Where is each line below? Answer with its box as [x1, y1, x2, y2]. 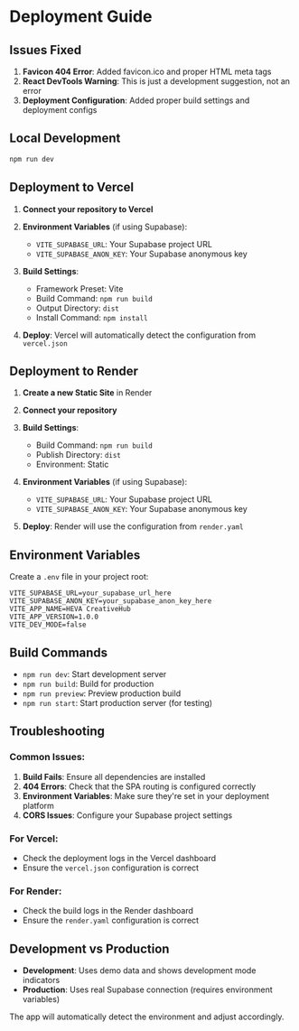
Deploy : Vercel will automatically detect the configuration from [22, 330, 257, 340]
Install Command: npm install [35, 311, 148, 322]
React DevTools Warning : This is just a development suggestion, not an [22, 76, 291, 87]
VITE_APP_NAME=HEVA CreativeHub [9, 605, 131, 614]
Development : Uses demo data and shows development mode [22, 965, 257, 976]
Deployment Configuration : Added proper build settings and [22, 95, 250, 106]
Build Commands [9, 645, 108, 660]
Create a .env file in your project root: [9, 571, 149, 582]
